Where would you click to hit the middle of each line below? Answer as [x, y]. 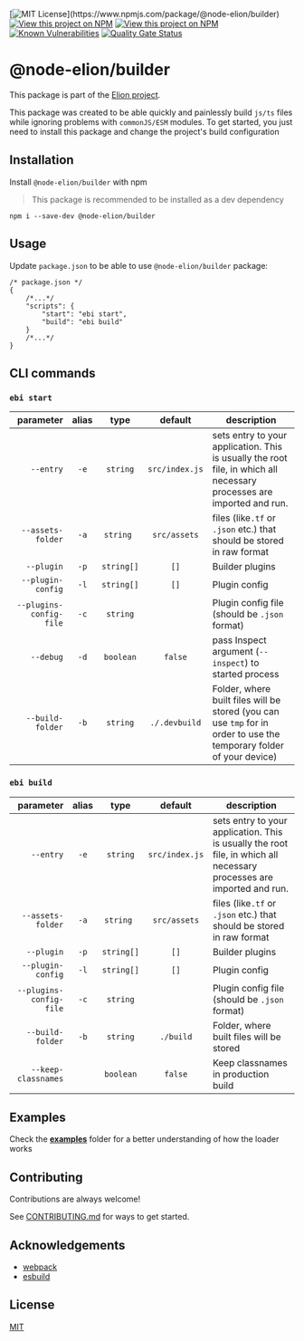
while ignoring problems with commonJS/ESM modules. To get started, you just [151, 121]
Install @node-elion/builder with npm [78, 182]
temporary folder [248, 745]
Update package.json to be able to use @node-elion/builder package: [139, 265]
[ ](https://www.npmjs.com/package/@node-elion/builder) [145, 14]
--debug [47, 657]
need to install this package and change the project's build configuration [144, 131]
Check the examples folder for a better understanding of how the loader [144, 1139]
